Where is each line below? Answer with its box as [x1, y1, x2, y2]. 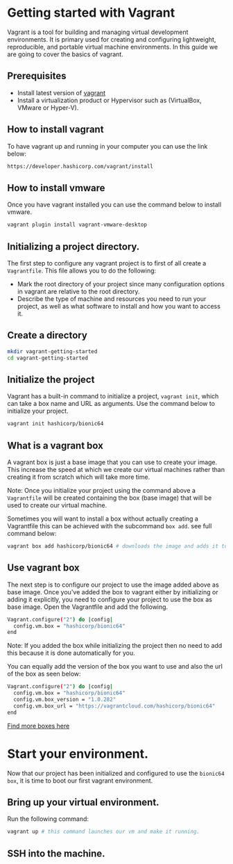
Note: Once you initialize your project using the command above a [7, 487, 196, 494]
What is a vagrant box [7, 439, 104, 451]
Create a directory [7, 329, 88, 341]
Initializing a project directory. [7, 241, 140, 252]
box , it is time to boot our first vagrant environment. [7, 776, 153, 785]
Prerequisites [7, 70, 67, 82]
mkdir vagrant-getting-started [7, 348, 98, 355]
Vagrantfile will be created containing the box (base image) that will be [7, 494, 212, 502]
